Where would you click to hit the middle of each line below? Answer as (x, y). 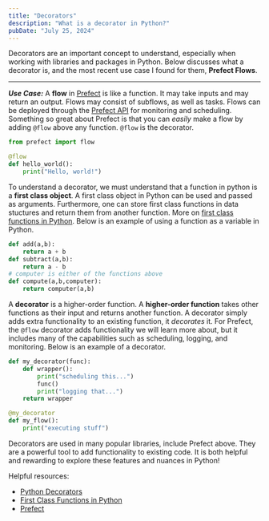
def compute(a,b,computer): (55, 281)
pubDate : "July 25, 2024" (51, 30)
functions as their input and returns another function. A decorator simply (128, 313)
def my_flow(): (34, 421)
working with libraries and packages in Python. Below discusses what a (126, 62)
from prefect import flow (51, 142)
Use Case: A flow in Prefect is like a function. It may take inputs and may (128, 94)
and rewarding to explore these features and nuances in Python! (114, 460)
